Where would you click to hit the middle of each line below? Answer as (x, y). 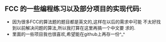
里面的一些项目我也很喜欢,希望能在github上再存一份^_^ (69, 34)
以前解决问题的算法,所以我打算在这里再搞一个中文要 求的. (76, 28)
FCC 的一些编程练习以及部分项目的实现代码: (73, 9)
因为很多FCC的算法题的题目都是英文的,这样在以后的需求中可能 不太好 (84, 22)
